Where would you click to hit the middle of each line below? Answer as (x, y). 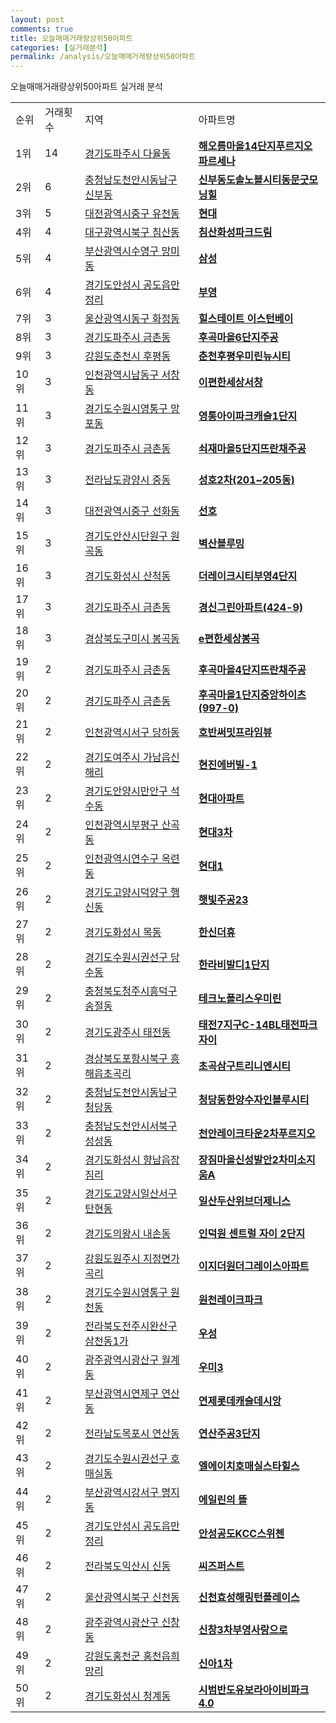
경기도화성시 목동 (123, 933)
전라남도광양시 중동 (128, 480)
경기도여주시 (112, 758)
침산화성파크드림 (235, 233)
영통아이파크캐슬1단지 (248, 416)
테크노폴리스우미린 (240, 999)
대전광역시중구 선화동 (132, 511)
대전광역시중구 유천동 (132, 214)
